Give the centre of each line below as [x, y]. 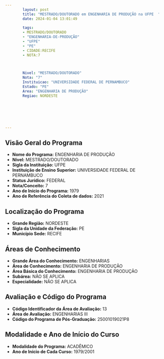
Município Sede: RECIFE [37, 234]
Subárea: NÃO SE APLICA [38, 276]
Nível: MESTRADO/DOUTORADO [45, 160]
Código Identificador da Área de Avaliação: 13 [60, 309]
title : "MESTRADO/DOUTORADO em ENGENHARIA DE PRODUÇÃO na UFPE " [92, 14]
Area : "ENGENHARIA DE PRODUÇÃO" [56, 91]
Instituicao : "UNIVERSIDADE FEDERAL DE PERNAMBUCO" [76, 82]
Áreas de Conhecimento [43, 249]
